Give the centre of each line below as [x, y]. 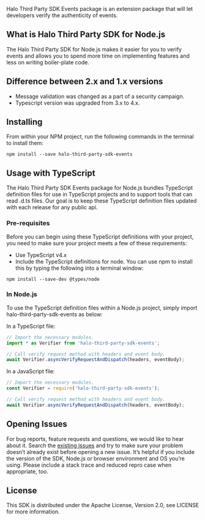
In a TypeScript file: [31, 326]
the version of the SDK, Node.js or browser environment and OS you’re [95, 458]
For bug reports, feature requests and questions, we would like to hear [95, 439]
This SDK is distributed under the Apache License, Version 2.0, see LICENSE [103, 505]
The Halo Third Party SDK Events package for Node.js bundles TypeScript [100, 188]
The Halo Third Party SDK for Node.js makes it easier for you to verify [94, 49]
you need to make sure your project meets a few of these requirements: [97, 243]
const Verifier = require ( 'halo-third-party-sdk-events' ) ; [83, 388]
